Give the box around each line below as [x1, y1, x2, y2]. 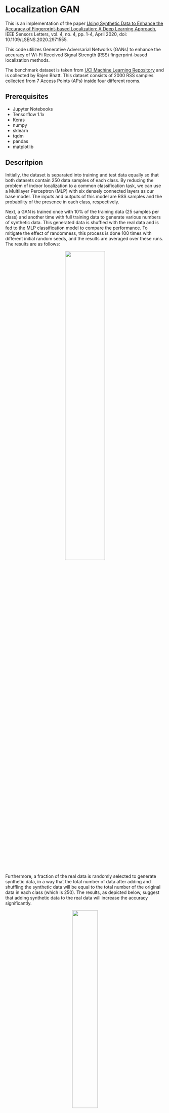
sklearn [12, 127, 29, 133]
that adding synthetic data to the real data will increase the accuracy [5, 894, 148, 901]
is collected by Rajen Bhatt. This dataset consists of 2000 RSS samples [5, 72, 154, 78]
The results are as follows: [5, 241, 60, 247]
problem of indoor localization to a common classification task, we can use [5, 183, 161, 189]
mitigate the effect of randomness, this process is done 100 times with [5, 230, 152, 236]
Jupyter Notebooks [12, 105, 53, 112]
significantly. [5, 900, 32, 906]
